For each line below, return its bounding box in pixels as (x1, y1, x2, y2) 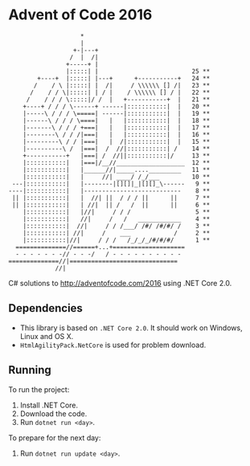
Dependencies (8, 301, 83, 315)
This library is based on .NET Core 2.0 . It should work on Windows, (19, 323, 243, 333)
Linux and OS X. (19, 331, 74, 341)
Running (8, 363, 52, 377)
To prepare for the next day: (8, 432, 101, 443)
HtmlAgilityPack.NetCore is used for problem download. (19, 340, 207, 349)
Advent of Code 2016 (8, 6, 153, 24)
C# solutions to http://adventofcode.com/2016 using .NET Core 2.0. (8, 278, 232, 288)
